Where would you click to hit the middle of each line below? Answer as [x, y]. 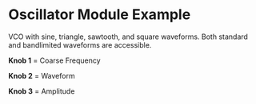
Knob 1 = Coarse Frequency [55, 60]
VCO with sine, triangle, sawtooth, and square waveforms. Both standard [128, 37]
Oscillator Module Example [100, 15]
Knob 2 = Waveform [42, 75]
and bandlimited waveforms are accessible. [80, 44]
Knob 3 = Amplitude [42, 91]
